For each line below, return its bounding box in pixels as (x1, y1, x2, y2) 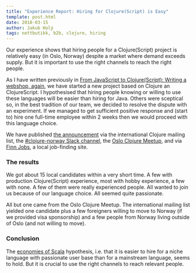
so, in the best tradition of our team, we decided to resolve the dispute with (6, 101, 187, 108)
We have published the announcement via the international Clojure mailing (6, 131, 185, 138)
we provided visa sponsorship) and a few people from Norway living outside (6, 214, 190, 221)
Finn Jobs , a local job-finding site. (6, 144, 88, 151)
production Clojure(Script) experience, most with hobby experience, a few (6, 178, 185, 185)
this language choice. (6, 120, 58, 127)
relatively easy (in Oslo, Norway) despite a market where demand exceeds (6, 53, 185, 60)
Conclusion (6, 234, 40, 243)
